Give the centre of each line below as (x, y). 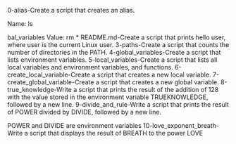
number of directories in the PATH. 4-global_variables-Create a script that (114, 52)
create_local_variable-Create (49, 74)
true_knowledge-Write (40, 90)
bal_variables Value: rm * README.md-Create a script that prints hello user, (117, 37)
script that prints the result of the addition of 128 (149, 90)
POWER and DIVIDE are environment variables (75, 125)
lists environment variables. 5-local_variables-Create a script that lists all (112, 60)
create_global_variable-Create (51, 82)
